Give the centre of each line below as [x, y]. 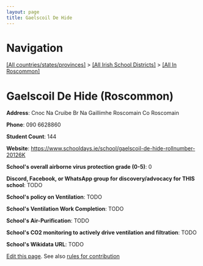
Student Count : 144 [31, 137]
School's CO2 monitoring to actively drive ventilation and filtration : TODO [102, 232]
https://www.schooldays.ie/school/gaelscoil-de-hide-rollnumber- [113, 149]
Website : [18, 149]
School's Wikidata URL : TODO [45, 245]
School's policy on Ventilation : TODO [54, 197]
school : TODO [24, 185]
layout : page [23, 12]
